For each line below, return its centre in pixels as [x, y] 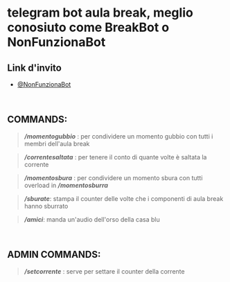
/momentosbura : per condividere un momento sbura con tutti [113, 177]
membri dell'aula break [57, 143]
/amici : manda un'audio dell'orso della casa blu [92, 219]
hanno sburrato [46, 206]
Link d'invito [35, 68]
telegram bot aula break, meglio [100, 13]
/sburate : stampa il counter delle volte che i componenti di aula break [124, 198]
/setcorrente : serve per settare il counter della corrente [104, 271]
